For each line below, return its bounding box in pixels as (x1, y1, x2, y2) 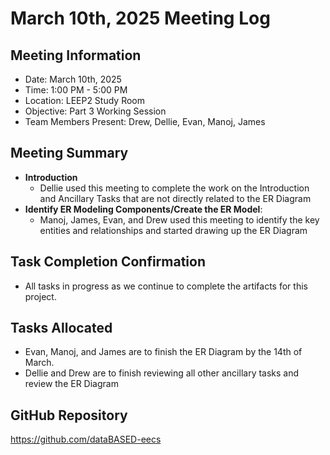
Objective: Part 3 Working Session (24, 105, 167, 117)
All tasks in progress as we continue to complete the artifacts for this (24, 280, 308, 292)
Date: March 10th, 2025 (24, 73, 122, 85)
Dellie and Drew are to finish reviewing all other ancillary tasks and (24, 367, 300, 379)
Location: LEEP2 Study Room (24, 95, 146, 106)
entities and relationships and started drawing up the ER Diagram (39, 224, 308, 236)
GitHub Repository (10, 407, 128, 424)
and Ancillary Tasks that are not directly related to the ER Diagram (39, 192, 312, 204)
